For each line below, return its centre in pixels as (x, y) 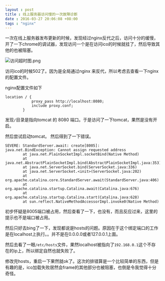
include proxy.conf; (52, 106)
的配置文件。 (18, 77)
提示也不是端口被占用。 (29, 218)
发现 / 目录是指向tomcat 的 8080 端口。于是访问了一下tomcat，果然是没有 (79, 120)
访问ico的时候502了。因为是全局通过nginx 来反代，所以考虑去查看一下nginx (82, 71)
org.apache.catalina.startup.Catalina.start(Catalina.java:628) (72, 197)
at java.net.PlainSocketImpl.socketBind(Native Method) (81, 155)
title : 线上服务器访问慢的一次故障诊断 (41, 14)
